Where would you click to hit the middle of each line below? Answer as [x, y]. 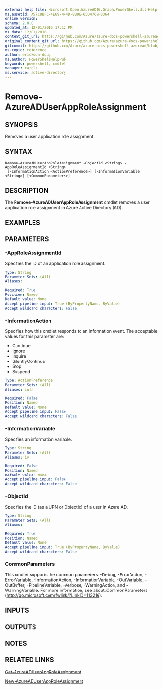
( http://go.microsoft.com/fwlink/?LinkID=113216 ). [54, 595]
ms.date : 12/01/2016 [26, 32]
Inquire [19, 356]
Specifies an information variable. [39, 439]
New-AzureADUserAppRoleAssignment [44, 681]
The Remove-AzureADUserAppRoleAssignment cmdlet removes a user [78, 202]
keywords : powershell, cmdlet [36, 64]
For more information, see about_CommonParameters [94, 590]
